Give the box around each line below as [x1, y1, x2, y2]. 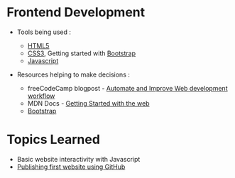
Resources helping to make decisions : [16, 70, 131, 79]
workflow [27, 91, 55, 100]
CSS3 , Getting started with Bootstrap [27, 49, 136, 57]
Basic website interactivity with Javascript [16, 155, 141, 163]
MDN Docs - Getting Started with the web [27, 99, 150, 107]
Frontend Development [6, 4, 146, 21]
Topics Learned [6, 132, 101, 148]
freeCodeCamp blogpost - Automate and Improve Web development [27, 84, 228, 92]
